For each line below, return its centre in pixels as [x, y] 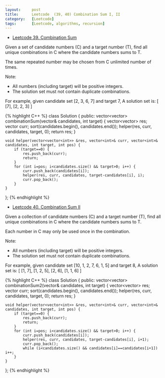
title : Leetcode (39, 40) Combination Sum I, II [63, 14]
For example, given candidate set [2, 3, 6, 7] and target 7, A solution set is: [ [82, 101]
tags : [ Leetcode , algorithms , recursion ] [55, 23]
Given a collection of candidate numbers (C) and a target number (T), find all [83, 217]
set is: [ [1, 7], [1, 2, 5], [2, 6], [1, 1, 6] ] [43, 271]
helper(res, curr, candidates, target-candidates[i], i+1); [86, 340]
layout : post [23, 10]
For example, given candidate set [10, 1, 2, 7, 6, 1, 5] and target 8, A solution [82, 265]
